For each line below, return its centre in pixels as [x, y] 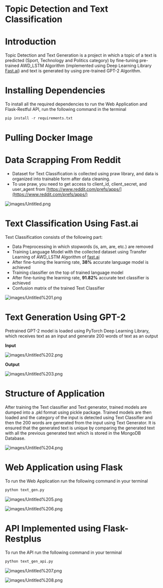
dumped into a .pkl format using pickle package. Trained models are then [78, 412]
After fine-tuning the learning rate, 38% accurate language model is [80, 262]
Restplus [23, 539]
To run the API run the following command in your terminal [63, 552]
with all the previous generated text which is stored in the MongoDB [73, 433]
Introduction [31, 42]
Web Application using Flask [64, 468]
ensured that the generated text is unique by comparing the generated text [80, 428]
